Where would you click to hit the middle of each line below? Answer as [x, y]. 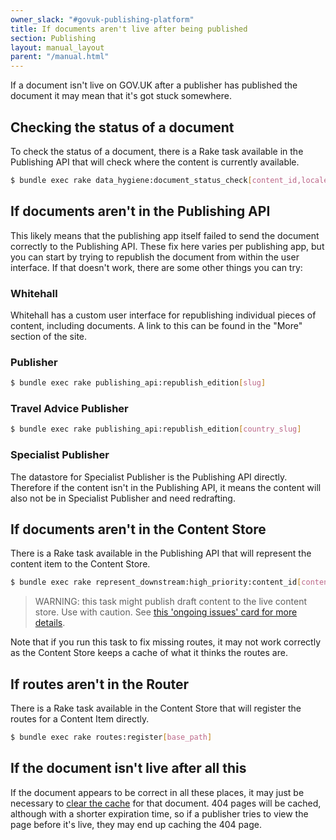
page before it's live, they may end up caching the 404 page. [136, 824]
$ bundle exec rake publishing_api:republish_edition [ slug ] [138, 383]
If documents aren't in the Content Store [138, 529]
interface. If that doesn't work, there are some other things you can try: [156, 267]
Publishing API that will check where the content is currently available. [155, 162]
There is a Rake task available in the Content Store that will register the [156, 708]
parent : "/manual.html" [60, 57]
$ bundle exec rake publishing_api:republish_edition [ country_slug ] [156, 429]
